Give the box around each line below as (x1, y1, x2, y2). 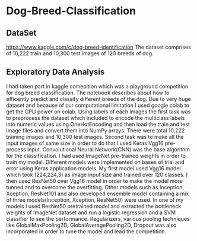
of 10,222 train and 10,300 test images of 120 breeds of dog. (6, 50, 154, 57)
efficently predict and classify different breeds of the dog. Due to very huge (6, 95, 191, 102)
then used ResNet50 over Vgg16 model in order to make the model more (6, 177, 183, 185)
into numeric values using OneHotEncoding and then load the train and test (6, 120, 190, 128)
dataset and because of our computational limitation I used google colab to (6, 102, 190, 109)
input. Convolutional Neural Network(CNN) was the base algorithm (27, 145, 190, 153)
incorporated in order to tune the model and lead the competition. (6, 227, 167, 235)
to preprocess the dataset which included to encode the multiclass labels (6, 114, 185, 121)
